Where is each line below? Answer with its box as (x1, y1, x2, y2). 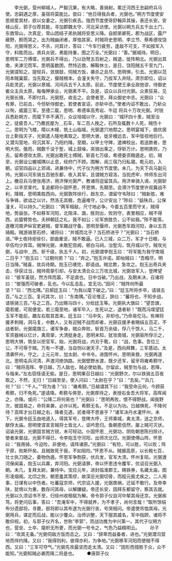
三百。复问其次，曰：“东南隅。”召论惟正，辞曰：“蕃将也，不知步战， (23, 293, 166, 300)
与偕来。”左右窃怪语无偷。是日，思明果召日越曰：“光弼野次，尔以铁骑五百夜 (5, 370, 164, 377)
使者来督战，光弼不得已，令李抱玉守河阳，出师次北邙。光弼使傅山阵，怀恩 (5, 435, 162, 441)
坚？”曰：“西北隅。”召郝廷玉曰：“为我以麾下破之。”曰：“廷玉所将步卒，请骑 (5, 287, 161, 293)
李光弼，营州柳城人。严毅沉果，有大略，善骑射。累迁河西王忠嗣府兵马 (14, 5, 162, 10)
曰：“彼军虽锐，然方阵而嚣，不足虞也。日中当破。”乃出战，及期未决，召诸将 (5, 274, 164, 280)
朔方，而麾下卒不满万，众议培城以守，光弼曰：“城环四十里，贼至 (18, 114, 156, 120)
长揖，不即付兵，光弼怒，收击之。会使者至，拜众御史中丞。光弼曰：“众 (14, 95, 165, 100)
